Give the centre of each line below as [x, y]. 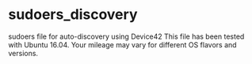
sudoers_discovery [73, 15]
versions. [23, 53]
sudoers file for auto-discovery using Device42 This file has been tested [126, 36]
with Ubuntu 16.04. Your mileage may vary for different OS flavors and [122, 44]
